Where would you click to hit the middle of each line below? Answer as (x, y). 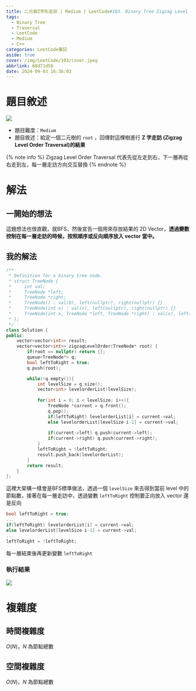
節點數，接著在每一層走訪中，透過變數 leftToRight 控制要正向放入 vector (94, 496)
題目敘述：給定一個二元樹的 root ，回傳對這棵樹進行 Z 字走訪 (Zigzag (98, 137)
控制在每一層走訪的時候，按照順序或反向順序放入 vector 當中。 (82, 236)
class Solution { (27, 330)
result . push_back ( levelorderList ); (80, 455)
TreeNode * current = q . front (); (87, 406)
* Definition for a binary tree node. (56, 275)
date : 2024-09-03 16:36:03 (39, 71)
